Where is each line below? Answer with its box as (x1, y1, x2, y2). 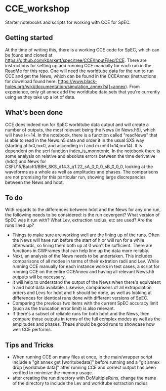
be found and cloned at (5, 52, 53, 58)
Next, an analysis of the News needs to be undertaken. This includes (12, 253, 153, 259)
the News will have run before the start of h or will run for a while (12, 237, 145, 243)
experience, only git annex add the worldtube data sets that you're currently (5, 88, 160, 94)
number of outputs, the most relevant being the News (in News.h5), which (5, 127, 156, 132)
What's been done (5, 108, 63, 117)
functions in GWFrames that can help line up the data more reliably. (12, 248, 150, 254)
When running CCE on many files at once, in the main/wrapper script (12, 354, 153, 360)
